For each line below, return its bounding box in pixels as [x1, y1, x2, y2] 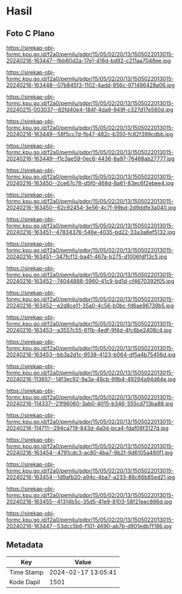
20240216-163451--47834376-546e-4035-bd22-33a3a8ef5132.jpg [6, 229, 176, 236]
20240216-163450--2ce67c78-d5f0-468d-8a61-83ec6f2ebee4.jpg [6, 180, 174, 186]
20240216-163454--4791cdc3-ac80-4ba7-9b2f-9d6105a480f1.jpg [6, 449, 173, 456]
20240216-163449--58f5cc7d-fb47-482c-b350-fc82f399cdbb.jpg [6, 131, 174, 137]
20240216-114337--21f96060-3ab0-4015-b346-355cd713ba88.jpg [6, 400, 174, 407]
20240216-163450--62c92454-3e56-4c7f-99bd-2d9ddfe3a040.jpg [6, 204, 177, 211]
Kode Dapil [9, 578, 40, 586]
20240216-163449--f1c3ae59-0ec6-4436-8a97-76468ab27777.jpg [6, 155, 175, 162]
